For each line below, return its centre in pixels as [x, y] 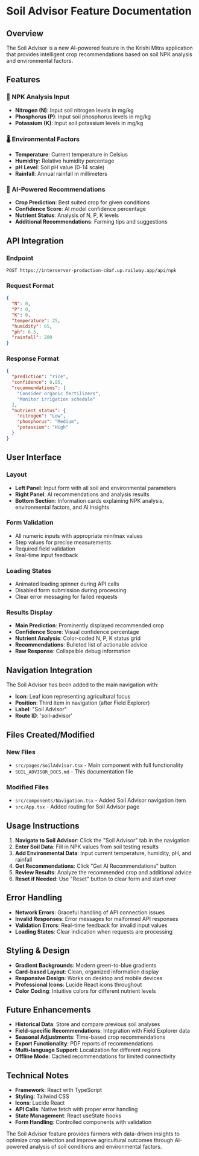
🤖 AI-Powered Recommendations [56, 189]
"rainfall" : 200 [32, 337]
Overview [25, 34]
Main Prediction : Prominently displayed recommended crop [90, 625]
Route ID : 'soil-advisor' [43, 716]
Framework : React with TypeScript [58, 1090]
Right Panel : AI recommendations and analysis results [82, 494]
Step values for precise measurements [63, 542]
